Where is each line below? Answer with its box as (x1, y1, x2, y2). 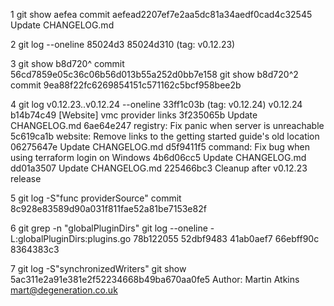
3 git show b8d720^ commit (10, 58, 125, 69)
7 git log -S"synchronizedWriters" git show (10, 263, 187, 274)
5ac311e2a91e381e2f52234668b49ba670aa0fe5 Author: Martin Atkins (10, 274, 300, 285)
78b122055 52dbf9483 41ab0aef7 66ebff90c (133, 233, 320, 244)
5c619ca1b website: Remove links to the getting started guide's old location (10, 130, 320, 142)
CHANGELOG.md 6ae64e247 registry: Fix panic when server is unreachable (10, 120, 325, 131)
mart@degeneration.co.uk (10, 284, 118, 296)
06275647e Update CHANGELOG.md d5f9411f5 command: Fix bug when (10, 141, 311, 153)
